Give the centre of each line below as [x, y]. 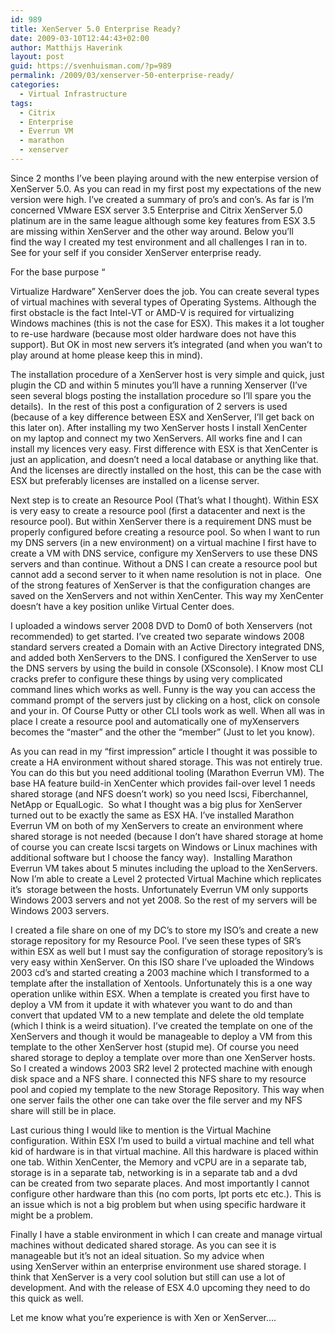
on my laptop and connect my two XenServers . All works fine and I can [156, 438]
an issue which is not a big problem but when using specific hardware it [158, 1204]
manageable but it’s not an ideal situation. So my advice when [137, 1255]
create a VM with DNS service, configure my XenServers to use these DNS [164, 553]
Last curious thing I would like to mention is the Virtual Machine [141, 1130]
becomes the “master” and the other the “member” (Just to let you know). [163, 732]
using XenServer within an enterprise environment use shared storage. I [158, 1266]
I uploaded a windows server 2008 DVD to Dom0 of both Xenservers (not [161, 625]
